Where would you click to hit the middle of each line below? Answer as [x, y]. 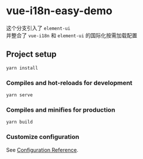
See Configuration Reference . [42, 150]
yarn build [19, 122]
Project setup [32, 54]
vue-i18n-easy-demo [59, 11]
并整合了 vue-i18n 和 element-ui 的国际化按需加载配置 [72, 35]
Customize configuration [43, 137]
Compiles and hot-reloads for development [69, 83]
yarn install [22, 68]
